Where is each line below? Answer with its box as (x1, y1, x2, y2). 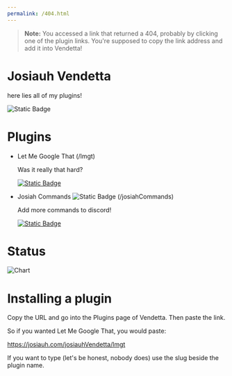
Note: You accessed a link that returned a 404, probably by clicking (24, 29, 219, 37)
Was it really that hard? (17, 165, 83, 173)
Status (7, 243, 47, 259)
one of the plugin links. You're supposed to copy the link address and (24, 36, 223, 45)
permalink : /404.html (7, 10, 70, 17)
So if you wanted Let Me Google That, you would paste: (7, 327, 167, 335)
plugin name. (7, 361, 45, 370)
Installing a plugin (7, 291, 113, 306)
